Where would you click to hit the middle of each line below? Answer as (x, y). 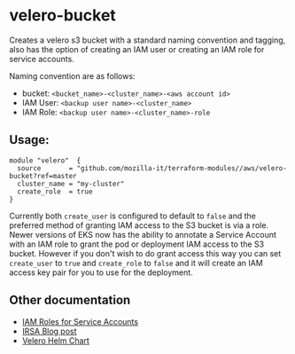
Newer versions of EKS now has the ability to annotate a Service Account (143, 234)
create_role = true (55, 192)
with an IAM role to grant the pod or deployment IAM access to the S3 (136, 244)
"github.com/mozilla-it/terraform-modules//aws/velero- (182, 168)
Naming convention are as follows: (72, 75)
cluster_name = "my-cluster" (71, 184)
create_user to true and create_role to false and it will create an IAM (136, 263)
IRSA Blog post (49, 331)
